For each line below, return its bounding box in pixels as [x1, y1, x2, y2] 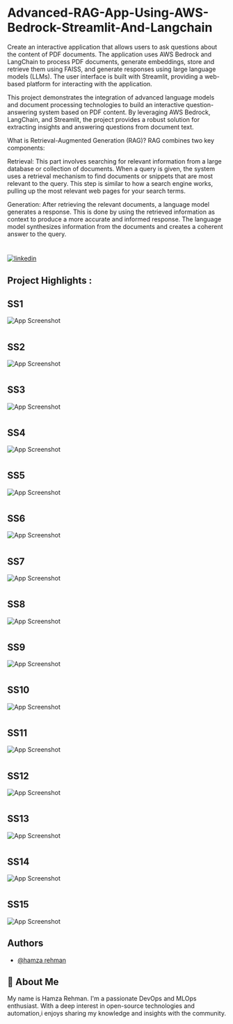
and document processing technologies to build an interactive [7, 100, 185, 109]
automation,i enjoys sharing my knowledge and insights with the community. [7, 1009, 226, 1018]
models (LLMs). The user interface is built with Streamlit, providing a [7, 72, 203, 81]
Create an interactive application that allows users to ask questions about [7, 42, 218, 51]
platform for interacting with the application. [26, 79, 153, 88]
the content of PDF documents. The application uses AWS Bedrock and [7, 50, 212, 58]
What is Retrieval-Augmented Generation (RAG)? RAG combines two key [7, 136, 214, 144]
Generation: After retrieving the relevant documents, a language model [7, 200, 210, 208]
